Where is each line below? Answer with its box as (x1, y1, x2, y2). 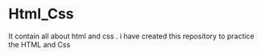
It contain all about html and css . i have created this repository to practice (8, 31, 255, 41)
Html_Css (8, 5, 74, 23)
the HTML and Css (8, 39, 71, 49)
